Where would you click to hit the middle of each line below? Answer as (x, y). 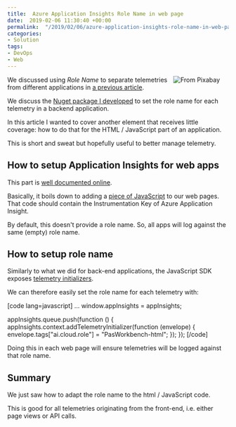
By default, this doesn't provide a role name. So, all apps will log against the (117, 224)
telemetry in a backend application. (58, 108)
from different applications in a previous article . (76, 87)
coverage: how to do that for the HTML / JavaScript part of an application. (114, 129)
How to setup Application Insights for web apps (113, 165)
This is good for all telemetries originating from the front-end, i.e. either (110, 409)
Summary (29, 378)
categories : (25, 33)
